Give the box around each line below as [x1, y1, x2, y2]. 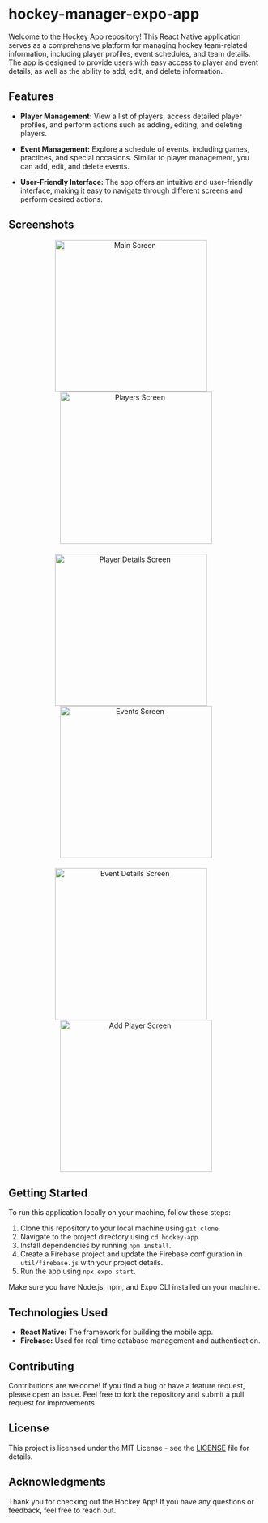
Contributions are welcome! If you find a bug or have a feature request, [8, 1381, 245, 1390]
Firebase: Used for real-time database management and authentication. [19, 1336, 261, 1345]
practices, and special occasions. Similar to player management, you [19, 152, 249, 162]
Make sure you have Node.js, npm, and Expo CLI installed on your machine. [8, 1282, 261, 1292]
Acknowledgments [8, 1475, 107, 1489]
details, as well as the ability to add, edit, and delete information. [8, 66, 223, 75]
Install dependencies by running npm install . [19, 1241, 172, 1251]
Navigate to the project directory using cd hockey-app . [19, 1232, 201, 1242]
